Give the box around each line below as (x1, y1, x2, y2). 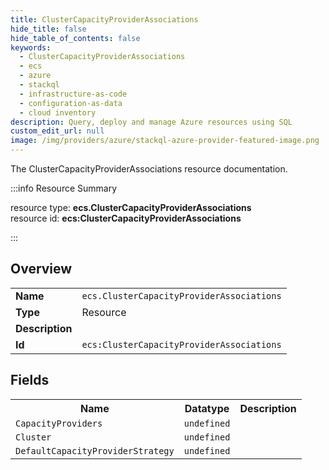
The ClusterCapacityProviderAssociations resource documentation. (10, 163, 288, 175)
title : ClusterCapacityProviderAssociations (10, 14, 199, 25)
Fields (10, 372, 50, 389)
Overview (10, 261, 73, 278)
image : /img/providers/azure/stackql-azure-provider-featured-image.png (10, 136, 320, 146)
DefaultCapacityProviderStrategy (15, 445, 175, 456)
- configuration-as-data (19, 98, 123, 108)
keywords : (10, 42, 52, 53)
